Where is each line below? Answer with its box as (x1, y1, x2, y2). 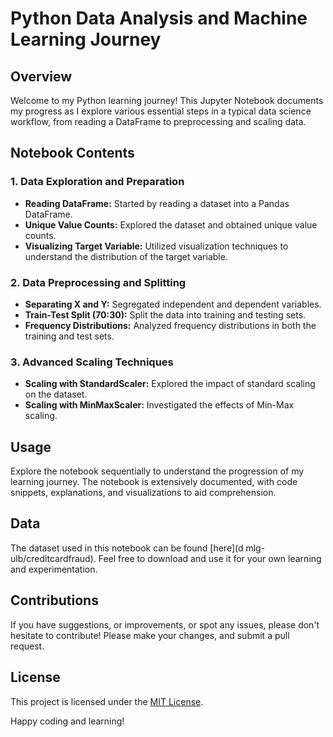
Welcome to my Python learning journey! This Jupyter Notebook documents (10, 95, 324, 106)
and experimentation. (10, 563, 98, 575)
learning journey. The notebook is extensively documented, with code (10, 476, 298, 488)
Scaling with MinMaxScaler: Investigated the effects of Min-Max (24, 399, 295, 411)
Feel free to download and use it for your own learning (98, 552, 322, 564)
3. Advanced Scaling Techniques (10, 355, 174, 369)
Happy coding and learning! (10, 715, 125, 727)
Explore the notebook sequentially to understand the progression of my (10, 465, 305, 477)
